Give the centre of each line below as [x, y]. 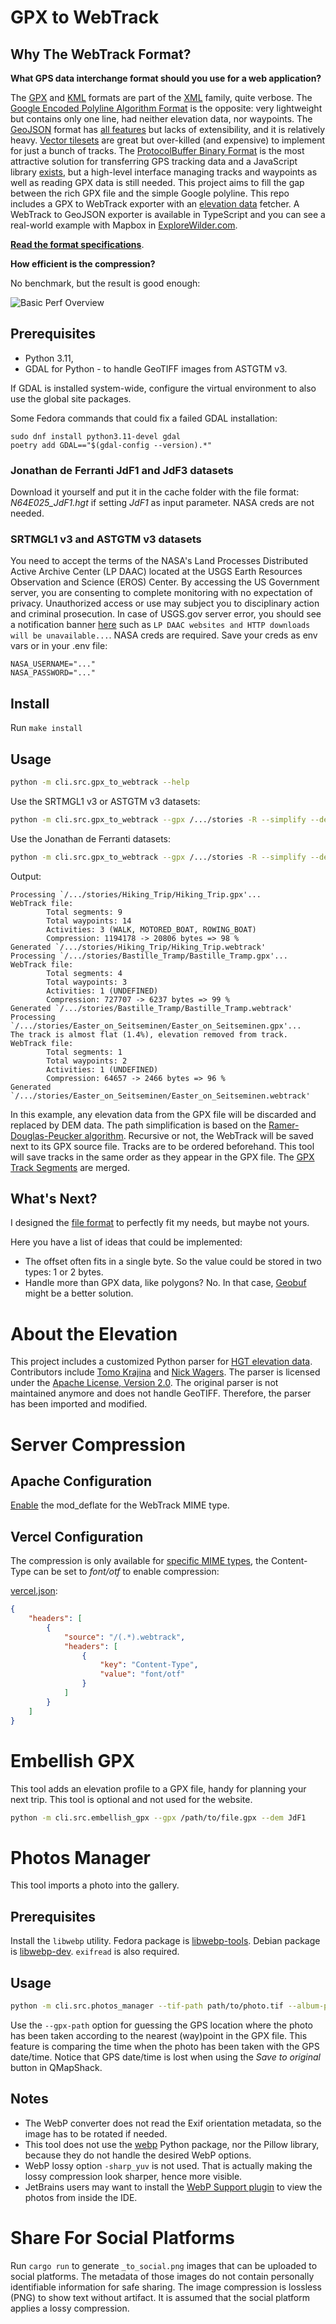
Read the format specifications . [77, 244]
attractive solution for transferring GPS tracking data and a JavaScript [154, 161]
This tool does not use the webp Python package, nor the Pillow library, [172, 2144]
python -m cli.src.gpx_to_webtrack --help [100, 782]
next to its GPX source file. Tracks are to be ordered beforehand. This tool [162, 1146]
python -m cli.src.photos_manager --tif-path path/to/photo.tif [147, 2006]
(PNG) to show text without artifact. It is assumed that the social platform [160, 2297]
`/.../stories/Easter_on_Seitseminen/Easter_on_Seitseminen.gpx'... [156, 1026]
